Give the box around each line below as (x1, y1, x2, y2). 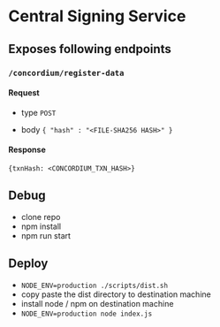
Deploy (8, 256, 49, 271)
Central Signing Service (8, 6, 186, 27)
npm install (20, 221, 62, 232)
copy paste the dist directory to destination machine (20, 289, 211, 300)
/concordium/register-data (8, 68, 125, 78)
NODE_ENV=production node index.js (20, 309, 153, 318)
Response (8, 144, 46, 156)
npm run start (20, 230, 72, 240)
